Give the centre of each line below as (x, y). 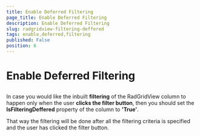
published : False (28, 40)
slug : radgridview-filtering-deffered (55, 29)
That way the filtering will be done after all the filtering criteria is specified (98, 121)
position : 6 (21, 46)
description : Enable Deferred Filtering (58, 23)
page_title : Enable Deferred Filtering (57, 18)
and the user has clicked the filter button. (58, 127)
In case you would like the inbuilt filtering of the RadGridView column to (96, 97)
